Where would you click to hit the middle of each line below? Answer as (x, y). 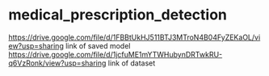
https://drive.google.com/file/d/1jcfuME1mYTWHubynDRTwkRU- (116, 54)
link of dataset (132, 63)
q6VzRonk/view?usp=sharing (57, 63)
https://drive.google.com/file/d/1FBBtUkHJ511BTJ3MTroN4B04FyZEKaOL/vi (134, 37)
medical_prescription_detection (118, 15)
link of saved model (98, 45)
